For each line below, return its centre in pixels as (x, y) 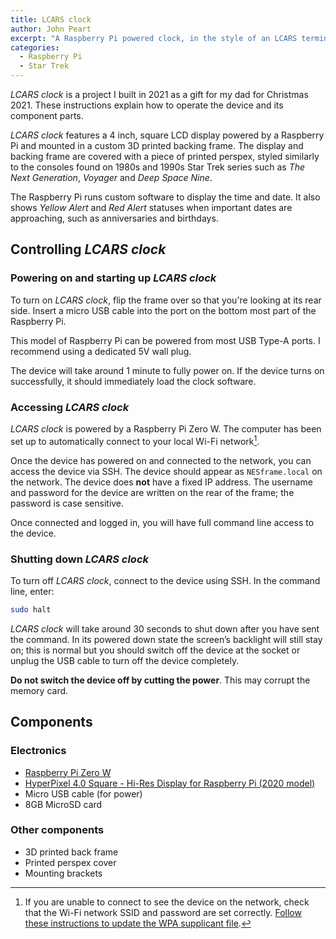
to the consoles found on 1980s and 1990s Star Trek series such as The (158, 167)
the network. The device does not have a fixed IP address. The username (161, 482)
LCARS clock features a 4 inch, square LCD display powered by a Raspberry (167, 135)
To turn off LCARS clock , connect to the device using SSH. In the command (165, 580)
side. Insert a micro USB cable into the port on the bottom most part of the (163, 310)
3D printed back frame (71, 852)
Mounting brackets (63, 873)
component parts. (47, 115)
